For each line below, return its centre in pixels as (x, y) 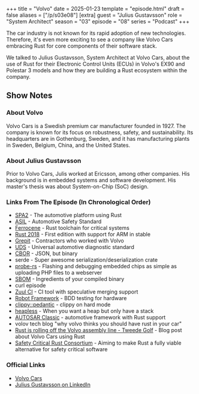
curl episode (30, 286)
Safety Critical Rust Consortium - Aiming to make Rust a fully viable (98, 343)
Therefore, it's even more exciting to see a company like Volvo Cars (90, 39)
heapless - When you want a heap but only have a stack (84, 311)
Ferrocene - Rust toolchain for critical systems (72, 228)
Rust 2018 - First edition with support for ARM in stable (83, 235)
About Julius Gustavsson (44, 161)
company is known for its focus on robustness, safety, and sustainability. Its (100, 132)
